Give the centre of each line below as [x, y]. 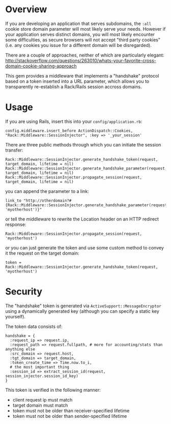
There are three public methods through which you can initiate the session [83, 144]
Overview [26, 9]
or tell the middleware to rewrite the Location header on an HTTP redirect [82, 219]
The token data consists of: [34, 326]
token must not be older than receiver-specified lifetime [71, 410]
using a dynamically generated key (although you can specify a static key [82, 311]
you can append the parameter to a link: [47, 191]
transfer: [14, 150]
